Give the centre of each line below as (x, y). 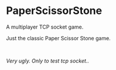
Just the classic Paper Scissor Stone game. (59, 38)
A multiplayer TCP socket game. (45, 27)
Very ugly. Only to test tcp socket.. (48, 61)
